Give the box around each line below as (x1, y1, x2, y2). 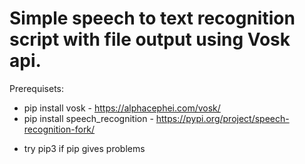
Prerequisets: (9, 82, 65, 94)
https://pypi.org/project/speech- (155, 112, 290, 124)
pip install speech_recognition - (23, 112, 154, 124)
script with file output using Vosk (9, 28, 291, 51)
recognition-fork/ (23, 123, 96, 135)
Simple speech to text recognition (9, 7, 296, 30)
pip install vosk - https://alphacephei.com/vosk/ (23, 102, 221, 114)
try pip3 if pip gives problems (23, 142, 146, 154)
